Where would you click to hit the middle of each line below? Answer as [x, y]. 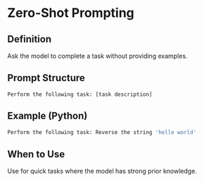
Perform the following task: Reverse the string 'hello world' [102, 132]
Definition [29, 39]
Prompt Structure [46, 78]
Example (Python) [47, 116]
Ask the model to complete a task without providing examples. [97, 56]
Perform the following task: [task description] [80, 94]
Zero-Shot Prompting [71, 13]
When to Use [36, 154]
